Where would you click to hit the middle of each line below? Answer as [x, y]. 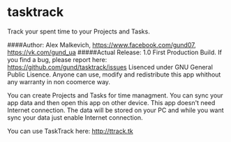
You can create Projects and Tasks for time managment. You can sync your [115, 95]
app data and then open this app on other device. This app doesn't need [111, 102]
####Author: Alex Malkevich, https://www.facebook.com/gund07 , [102, 45]
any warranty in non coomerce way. [59, 81]
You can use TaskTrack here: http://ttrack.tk [70, 131]
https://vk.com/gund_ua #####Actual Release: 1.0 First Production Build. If [114, 52]
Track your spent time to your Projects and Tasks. [79, 31]
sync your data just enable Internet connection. [75, 117]
